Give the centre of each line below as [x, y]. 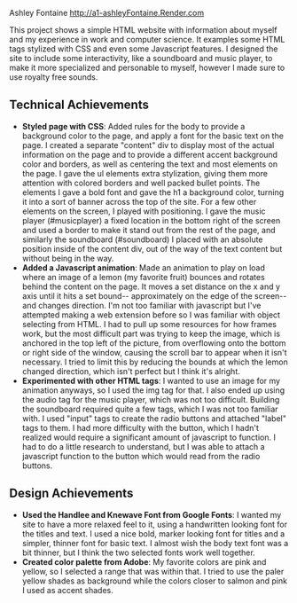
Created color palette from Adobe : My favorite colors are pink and [144, 561]
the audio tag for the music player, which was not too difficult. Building [151, 399]
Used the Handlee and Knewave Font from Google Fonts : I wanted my [152, 514]
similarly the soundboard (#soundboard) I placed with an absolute [142, 239]
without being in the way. [68, 258]
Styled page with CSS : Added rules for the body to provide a [133, 126]
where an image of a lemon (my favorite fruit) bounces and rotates [144, 277]
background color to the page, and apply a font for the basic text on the [152, 136]
